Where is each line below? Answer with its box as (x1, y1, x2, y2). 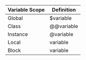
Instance (7, 31, 28, 38)
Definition (51, 6, 76, 13)
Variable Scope (7, 6, 45, 13)
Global (7, 15, 23, 21)
